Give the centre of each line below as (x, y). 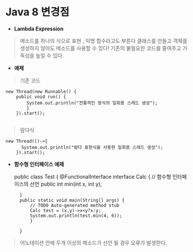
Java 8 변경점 (38, 12)
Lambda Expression (39, 28)
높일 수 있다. (50, 55)
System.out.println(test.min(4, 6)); (76, 216)
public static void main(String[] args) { (72, 200)
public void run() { (41, 97)
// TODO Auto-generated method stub (75, 205)
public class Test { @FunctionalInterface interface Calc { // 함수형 (92, 176)
